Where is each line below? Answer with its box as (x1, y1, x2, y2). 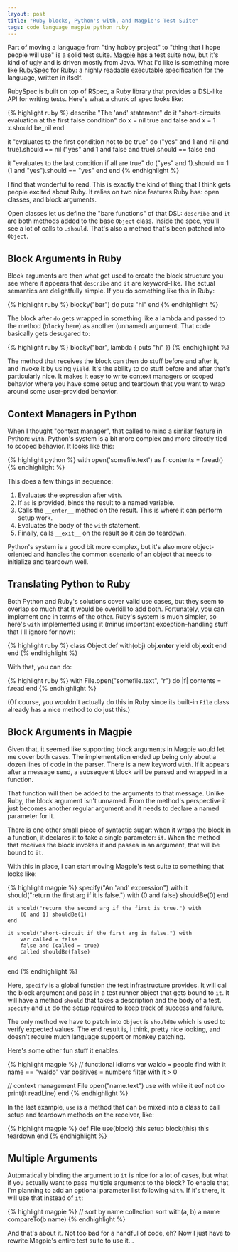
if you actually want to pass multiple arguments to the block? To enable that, (7, 1179, 231, 1187)
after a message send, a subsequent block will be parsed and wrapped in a (7, 767, 227, 776)
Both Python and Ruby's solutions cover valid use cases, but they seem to (7, 597, 225, 605)
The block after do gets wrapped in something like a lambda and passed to (7, 314, 225, 323)
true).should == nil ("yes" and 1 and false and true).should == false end (7, 145, 216, 154)
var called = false (20, 936, 78, 943)
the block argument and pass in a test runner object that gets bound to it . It (7, 988, 229, 997)
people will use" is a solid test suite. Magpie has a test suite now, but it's (7, 51, 219, 59)
